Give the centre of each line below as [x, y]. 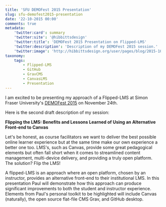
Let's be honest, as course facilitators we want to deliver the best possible [81, 137]
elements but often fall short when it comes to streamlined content [73, 153]
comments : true [21, 24]
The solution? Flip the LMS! [33, 163]
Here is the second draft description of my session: [57, 112]
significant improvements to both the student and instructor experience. [78, 188]
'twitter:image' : [32, 51]
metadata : [15, 28]
